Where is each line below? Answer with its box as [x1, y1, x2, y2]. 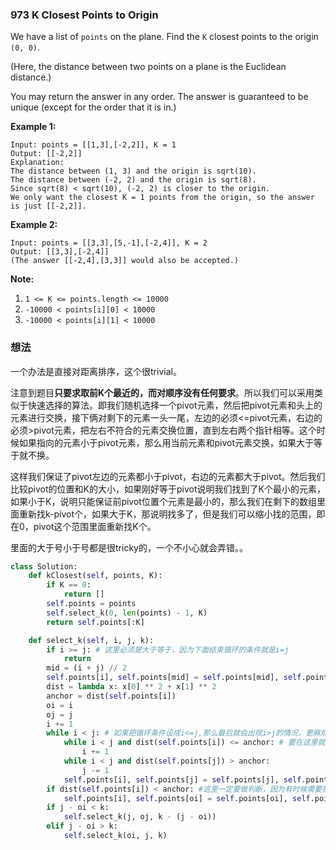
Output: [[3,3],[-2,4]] [10, 247, 110, 257]
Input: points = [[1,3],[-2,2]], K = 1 [10, 140, 177, 150]
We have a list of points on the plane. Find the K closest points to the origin [10, 31, 319, 43]
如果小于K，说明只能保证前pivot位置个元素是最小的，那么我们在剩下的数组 [10, 495, 317, 507]
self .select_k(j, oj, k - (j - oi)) [63, 812, 217, 822]
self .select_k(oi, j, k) [63, 831, 168, 841]
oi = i [46, 700, 74, 710]
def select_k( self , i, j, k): [28, 635, 155, 645]
